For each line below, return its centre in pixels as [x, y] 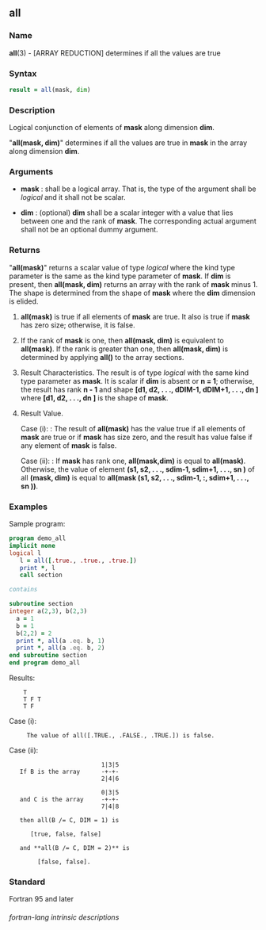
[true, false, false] [66, 834]
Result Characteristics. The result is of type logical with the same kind [135, 373]
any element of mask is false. [68, 445]
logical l [25, 553]
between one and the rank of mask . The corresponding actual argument [138, 221]
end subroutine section [48, 656]
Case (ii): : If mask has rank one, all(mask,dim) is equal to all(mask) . [133, 461]
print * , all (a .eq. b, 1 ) [61, 641]
